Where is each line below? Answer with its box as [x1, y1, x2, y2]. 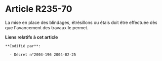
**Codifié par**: [5, 43, 41, 48]
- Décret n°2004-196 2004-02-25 [9, 52, 77, 57]
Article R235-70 [5, 3, 73, 15]
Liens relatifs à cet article [5, 34, 58, 40]
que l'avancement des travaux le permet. [5, 24, 89, 30]
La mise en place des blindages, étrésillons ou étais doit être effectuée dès [5, 20, 158, 25]
